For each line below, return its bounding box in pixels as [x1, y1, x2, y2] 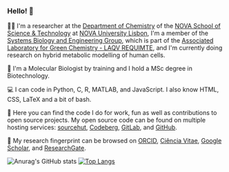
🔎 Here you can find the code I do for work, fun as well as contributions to [7, 109, 217, 117]
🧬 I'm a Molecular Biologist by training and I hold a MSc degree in [7, 65, 193, 73]
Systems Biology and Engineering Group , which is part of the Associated [7, 36, 214, 45]
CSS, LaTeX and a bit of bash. [7, 96, 92, 104]
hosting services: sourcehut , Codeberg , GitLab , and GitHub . [7, 123, 177, 131]
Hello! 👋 [7, 6, 34, 16]
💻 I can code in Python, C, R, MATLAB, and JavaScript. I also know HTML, [7, 85, 219, 94]
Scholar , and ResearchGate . [7, 144, 86, 152]
